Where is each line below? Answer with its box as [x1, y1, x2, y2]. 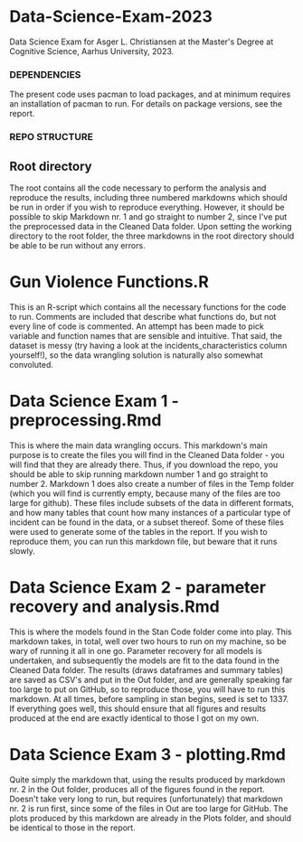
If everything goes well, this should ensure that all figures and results [9, 703, 267, 714]
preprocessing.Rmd [9, 410, 162, 431]
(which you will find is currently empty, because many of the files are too [9, 488, 281, 499]
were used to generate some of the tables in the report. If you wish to [9, 526, 269, 537]
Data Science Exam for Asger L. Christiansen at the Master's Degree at [9, 36, 274, 47]
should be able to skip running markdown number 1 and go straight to [9, 468, 269, 480]
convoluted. [9, 359, 54, 370]
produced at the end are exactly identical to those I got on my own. [9, 712, 260, 724]
